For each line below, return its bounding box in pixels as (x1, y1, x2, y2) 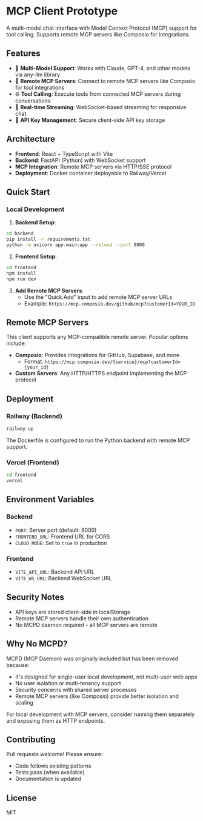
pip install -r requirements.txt (6, 236, 91, 243)
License (6, 793, 37, 803)
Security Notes (6, 592, 65, 603)
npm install (6, 270, 36, 276)
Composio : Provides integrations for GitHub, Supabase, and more (15, 352, 180, 359)
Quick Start (6, 187, 50, 197)
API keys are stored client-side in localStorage (15, 608, 131, 615)
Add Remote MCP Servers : (15, 287, 84, 294)
